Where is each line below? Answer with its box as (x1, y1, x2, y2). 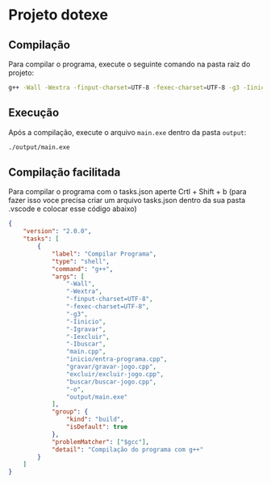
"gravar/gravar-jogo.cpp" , (65, 362, 157, 371)
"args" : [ (51, 273, 85, 281)
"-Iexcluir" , (65, 333, 110, 341)
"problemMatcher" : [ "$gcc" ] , (51, 438, 150, 446)
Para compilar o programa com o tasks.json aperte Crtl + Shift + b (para (8, 187, 248, 197)
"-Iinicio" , (65, 317, 106, 325)
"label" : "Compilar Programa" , (51, 249, 157, 258)
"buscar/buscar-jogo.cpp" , (65, 378, 157, 386)
